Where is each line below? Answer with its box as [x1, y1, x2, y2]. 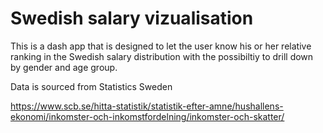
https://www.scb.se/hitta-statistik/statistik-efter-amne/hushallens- [10, 100, 284, 112]
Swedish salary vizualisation [10, 7, 254, 30]
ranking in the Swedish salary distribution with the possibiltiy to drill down [10, 50, 314, 62]
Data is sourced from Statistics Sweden [10, 80, 173, 92]
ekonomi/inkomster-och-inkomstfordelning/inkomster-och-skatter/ [10, 110, 285, 122]
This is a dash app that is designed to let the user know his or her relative [10, 40, 312, 52]
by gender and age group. [10, 61, 118, 73]
